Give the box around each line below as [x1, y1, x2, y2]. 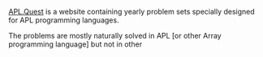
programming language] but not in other [8, 39, 143, 49]
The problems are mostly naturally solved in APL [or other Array [8, 31, 222, 40]
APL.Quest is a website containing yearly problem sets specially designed [8, 7, 256, 16]
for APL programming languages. [8, 15, 119, 25]
